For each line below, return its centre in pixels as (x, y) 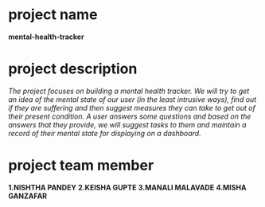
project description (73, 69)
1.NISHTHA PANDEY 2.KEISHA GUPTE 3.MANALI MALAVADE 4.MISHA (127, 187)
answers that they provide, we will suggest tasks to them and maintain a (127, 124)
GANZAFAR (28, 196)
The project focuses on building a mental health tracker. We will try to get (129, 91)
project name (53, 15)
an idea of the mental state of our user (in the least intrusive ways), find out (132, 99)
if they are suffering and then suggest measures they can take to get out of (132, 107)
